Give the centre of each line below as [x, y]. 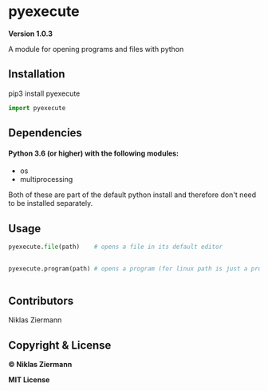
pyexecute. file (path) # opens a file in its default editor [116, 247]
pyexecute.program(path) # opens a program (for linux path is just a [128, 269]
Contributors [41, 300]
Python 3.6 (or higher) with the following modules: [94, 153]
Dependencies [45, 133]
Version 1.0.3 [31, 34]
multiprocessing [46, 180]
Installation [37, 74]
